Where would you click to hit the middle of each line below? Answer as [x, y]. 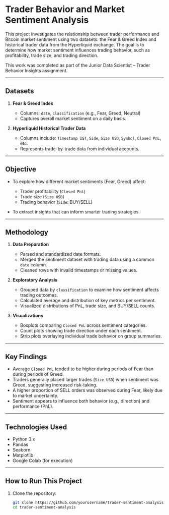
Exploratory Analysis [35, 280]
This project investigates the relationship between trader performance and [82, 34]
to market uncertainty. [35, 396]
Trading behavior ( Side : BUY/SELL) [56, 202]
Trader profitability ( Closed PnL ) [53, 191]
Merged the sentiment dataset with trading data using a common [87, 260]
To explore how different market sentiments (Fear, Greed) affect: [79, 181]
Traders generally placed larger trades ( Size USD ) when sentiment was [86, 380]
